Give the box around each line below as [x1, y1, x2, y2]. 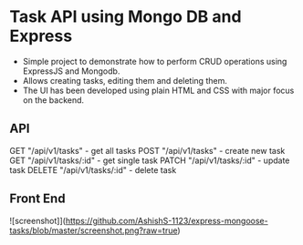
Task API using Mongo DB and [9, 6, 242, 27]
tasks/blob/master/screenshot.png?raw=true [9, 225, 178, 236]
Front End [9, 191, 66, 207]
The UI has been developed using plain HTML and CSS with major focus [22, 85, 295, 96]
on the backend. [22, 94, 85, 106]
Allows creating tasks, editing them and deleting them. [22, 75, 228, 86]
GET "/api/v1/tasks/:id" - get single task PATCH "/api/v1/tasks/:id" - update [9, 155, 290, 166]
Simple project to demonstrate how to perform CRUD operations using [22, 56, 287, 66]
